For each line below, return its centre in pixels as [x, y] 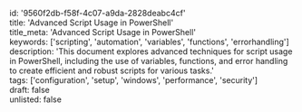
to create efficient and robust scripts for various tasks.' [112, 70]
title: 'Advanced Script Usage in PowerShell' [92, 23]
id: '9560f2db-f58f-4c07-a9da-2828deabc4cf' [97, 13]
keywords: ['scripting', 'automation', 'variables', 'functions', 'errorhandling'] [150, 42]
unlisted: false [35, 99]
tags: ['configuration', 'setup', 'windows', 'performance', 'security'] [134, 80]
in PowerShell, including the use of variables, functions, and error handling [149, 61]
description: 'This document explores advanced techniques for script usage [151, 51]
